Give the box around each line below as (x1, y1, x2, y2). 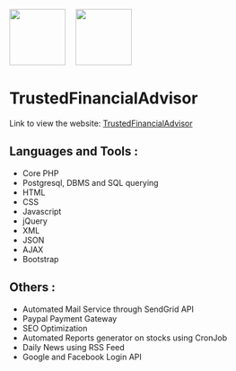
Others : (9, 279, 56, 296)
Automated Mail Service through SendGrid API (22, 304, 195, 314)
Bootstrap (22, 253, 59, 264)
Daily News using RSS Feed (22, 341, 126, 352)
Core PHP (22, 167, 59, 179)
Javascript (22, 206, 62, 216)
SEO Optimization (22, 322, 88, 333)
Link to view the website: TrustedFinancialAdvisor (9, 118, 193, 128)
